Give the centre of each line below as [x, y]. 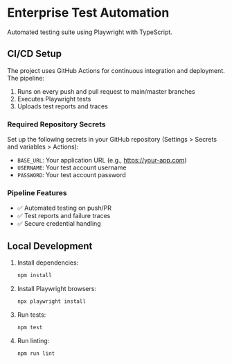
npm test [30, 327]
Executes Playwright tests [54, 99]
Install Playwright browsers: [57, 289]
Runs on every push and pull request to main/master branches [106, 91]
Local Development [50, 246]
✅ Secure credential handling [59, 224]
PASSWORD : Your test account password [71, 175]
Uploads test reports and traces [63, 106]
